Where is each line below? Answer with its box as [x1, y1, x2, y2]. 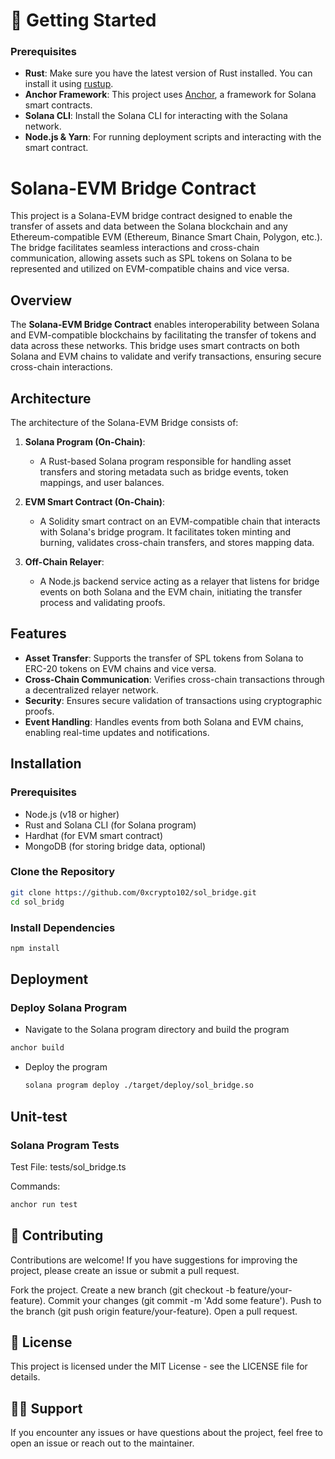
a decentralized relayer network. [24, 684, 159, 696]
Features [10, 625, 67, 643]
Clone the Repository [10, 865, 116, 879]
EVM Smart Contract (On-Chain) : [24, 496, 166, 508]
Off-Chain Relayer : [24, 556, 105, 568]
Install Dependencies [10, 920, 116, 934]
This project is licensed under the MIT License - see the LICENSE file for [10, 1360, 308, 1373]
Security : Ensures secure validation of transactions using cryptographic [24, 694, 323, 706]
